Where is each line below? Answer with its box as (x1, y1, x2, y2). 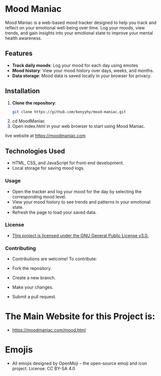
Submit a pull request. (12, 294, 57, 300)
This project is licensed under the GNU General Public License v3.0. (12, 232, 149, 238)
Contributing (5, 244, 36, 251)
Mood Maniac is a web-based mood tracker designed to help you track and (5, 20, 157, 25)
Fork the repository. (12, 265, 52, 271)
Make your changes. (12, 285, 54, 290)
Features (5, 49, 33, 58)
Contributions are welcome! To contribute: (12, 256, 98, 262)
